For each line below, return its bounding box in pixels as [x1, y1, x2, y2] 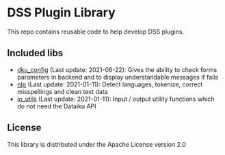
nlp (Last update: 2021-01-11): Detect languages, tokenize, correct [16, 80, 203, 88]
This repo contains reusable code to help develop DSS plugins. [7, 27, 185, 36]
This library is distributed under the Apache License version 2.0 [7, 140, 186, 148]
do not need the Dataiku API [16, 102, 97, 110]
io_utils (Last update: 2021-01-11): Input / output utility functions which [16, 95, 215, 103]
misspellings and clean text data [16, 87, 108, 95]
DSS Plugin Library [7, 5, 116, 21]
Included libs [7, 47, 64, 59]
